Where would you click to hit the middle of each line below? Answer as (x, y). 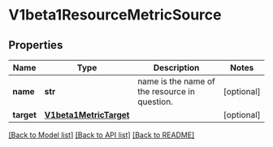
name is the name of (176, 81)
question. (155, 102)
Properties (36, 45)
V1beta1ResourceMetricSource (115, 15)
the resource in (166, 91)
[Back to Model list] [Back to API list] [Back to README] (102, 135)
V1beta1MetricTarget (87, 115)
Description (176, 68)
